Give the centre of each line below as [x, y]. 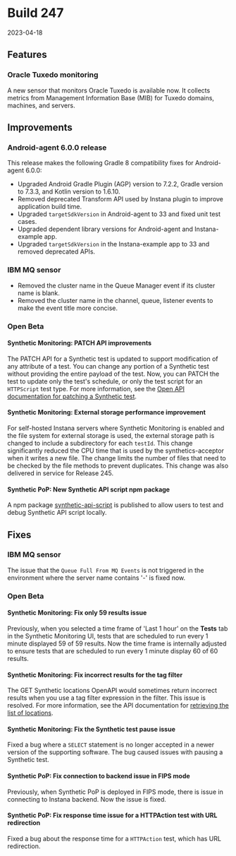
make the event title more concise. [68, 308]
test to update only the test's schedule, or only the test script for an [105, 381]
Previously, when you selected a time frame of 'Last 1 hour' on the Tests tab [118, 628]
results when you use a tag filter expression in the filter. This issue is [107, 698]
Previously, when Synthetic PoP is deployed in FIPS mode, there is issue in [115, 792]
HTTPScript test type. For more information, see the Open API [96, 388]
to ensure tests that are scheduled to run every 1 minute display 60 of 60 [113, 650]
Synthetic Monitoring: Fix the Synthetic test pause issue [92, 729]
